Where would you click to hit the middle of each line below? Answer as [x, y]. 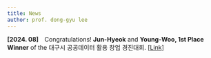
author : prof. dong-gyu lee [48, 20]
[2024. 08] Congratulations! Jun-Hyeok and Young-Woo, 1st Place [106, 39]
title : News [24, 13]
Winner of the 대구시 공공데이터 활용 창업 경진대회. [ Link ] [86, 47]
